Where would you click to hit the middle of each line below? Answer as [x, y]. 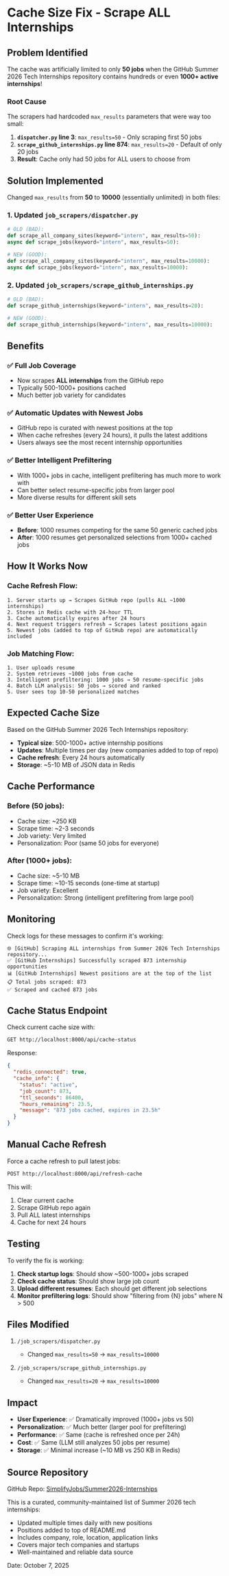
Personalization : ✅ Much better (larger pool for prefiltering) [101, 1427]
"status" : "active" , [49, 1085]
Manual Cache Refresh [57, 1144]
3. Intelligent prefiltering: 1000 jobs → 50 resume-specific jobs [106, 680]
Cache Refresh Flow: [43, 586]
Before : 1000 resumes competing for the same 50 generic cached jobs [117, 530]
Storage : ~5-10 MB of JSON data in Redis [76, 764]
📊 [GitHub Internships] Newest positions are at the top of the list [110, 973]
